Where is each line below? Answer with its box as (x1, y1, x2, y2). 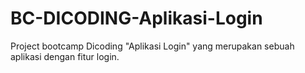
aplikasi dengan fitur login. (10, 50, 120, 62)
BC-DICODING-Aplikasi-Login (10, 7, 263, 30)
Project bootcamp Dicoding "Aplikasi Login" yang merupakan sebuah (10, 40, 295, 52)
